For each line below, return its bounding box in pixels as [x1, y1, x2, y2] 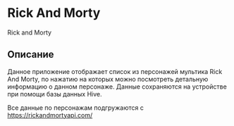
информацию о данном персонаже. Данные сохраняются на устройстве [7, 82, 227, 91]
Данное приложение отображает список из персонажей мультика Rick [7, 67, 223, 75]
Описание [7, 49, 54, 61]
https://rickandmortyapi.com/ [7, 111, 93, 119]
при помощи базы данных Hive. [7, 89, 102, 98]
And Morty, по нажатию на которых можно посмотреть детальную [7, 75, 209, 83]
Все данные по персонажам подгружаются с [7, 103, 144, 112]
